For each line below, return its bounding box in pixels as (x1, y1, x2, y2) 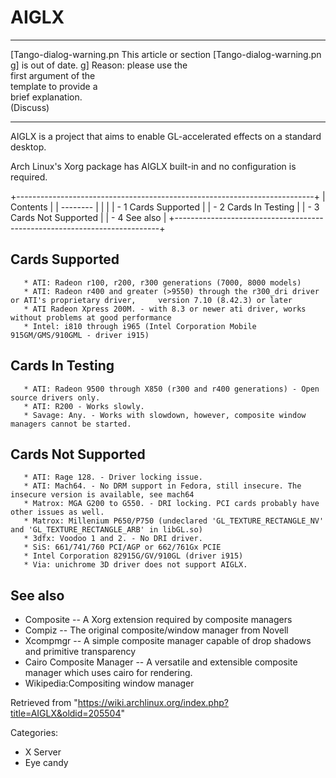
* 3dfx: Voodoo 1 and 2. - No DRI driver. (23, 534, 203, 544)
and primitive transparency (24, 646, 137, 658)
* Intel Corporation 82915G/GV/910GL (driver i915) (23, 551, 244, 561)
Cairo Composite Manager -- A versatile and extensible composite (24, 656, 298, 668)
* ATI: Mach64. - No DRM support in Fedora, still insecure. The (23, 481, 302, 491)
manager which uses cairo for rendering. (24, 667, 193, 679)
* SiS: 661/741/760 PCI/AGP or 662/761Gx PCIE (23, 542, 222, 553)
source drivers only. (10, 392, 101, 403)
